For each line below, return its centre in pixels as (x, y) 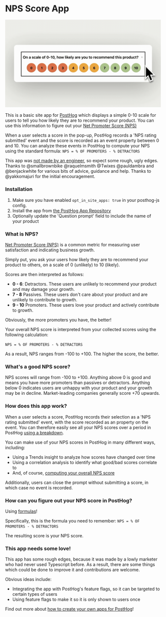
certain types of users (35, 594)
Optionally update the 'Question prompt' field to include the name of (82, 216)
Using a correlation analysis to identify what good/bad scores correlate (84, 462)
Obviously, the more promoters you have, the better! (58, 320)
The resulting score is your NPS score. (44, 535)
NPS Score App (37, 9)
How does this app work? (36, 406)
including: (15, 447)
